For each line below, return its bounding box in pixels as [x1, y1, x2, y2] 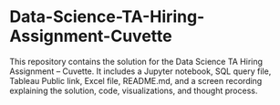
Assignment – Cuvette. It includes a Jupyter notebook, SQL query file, [9, 66, 272, 77]
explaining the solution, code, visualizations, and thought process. [9, 85, 258, 96]
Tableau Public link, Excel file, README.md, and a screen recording [9, 75, 263, 86]
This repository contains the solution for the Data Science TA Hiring [9, 56, 263, 67]
